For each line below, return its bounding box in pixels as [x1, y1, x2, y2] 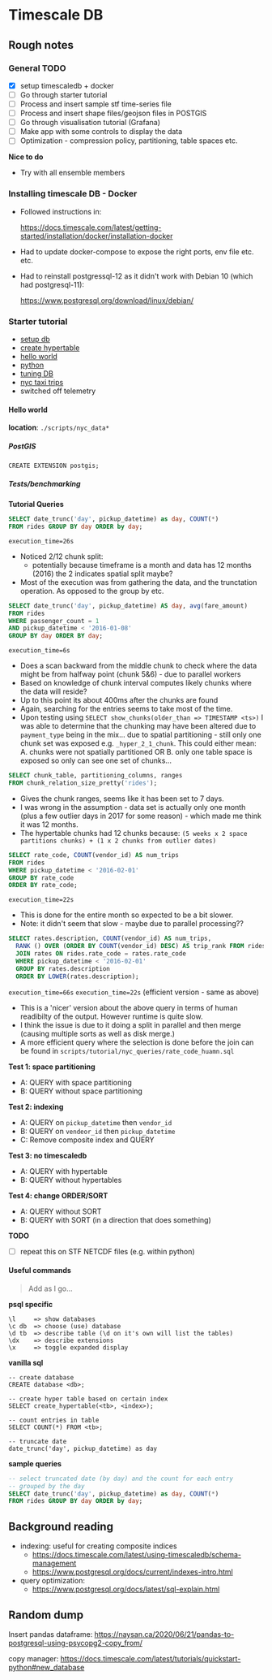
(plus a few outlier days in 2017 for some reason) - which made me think [19, 811, 261, 821]
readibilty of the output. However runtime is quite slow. [19, 1011, 203, 1021]
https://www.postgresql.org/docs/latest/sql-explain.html [32, 1584, 220, 1594]
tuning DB [19, 368, 54, 379]
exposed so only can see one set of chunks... [19, 756, 172, 765]
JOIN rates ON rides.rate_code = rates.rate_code [15, 950, 186, 958]
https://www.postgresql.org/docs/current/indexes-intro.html [32, 1567, 233, 1577]
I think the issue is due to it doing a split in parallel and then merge [19, 1020, 241, 1029]
